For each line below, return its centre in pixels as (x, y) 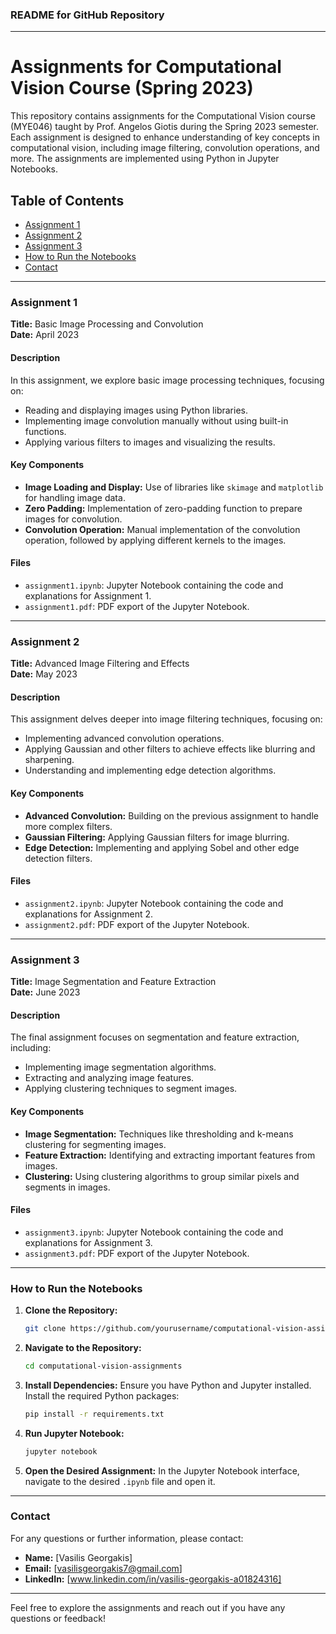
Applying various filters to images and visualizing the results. (150, 442)
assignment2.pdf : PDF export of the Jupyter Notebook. (137, 924)
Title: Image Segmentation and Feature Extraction (113, 982)
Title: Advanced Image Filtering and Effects (100, 664)
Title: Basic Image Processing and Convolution (107, 324)
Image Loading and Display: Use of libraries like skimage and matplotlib (174, 487)
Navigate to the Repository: (83, 1347)
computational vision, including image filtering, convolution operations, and (165, 148)
